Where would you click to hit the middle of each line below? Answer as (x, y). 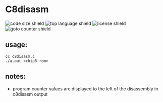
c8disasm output (30, 94)
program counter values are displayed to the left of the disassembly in (85, 89)
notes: (16, 76)
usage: (16, 45)
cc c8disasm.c (20, 56)
